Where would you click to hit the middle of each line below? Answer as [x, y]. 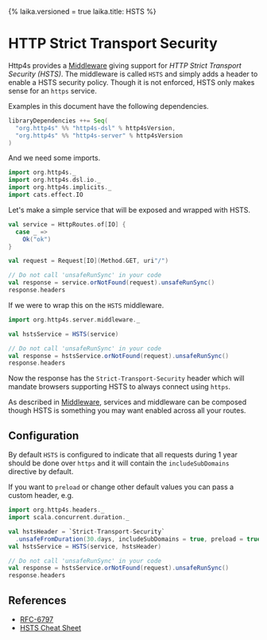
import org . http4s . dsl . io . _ [55, 180]
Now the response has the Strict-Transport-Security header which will [126, 378]
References [37, 600]
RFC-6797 [37, 619]
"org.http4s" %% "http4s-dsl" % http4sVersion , [96, 128]
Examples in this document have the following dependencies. [108, 106]
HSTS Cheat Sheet [50, 627]
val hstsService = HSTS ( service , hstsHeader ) [85, 546]
